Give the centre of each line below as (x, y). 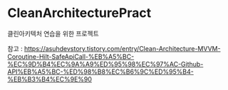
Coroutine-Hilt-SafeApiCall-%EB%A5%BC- (71, 56)
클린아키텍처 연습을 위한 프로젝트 (53, 33)
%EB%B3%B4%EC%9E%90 (50, 79)
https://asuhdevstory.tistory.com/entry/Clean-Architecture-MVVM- (122, 48)
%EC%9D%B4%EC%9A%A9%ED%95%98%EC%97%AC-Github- (105, 64)
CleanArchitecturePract (79, 13)
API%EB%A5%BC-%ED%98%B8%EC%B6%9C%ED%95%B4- (100, 72)
